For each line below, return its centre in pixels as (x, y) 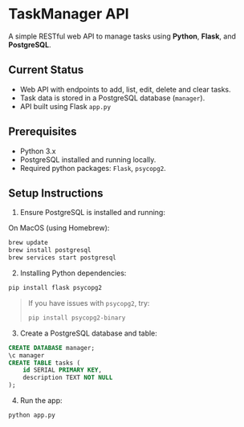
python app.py (32, 415)
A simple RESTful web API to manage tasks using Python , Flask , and (122, 36)
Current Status (46, 70)
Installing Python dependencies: (73, 273)
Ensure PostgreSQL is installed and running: (93, 213)
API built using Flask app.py (65, 106)
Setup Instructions (56, 193)
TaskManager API (69, 14)
